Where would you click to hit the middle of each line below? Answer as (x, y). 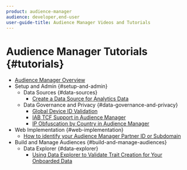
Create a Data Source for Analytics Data (80, 99)
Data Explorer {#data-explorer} (61, 149)
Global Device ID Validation (65, 111)
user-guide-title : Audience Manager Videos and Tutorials (78, 22)
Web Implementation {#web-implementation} (69, 130)
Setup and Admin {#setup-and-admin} (61, 86)
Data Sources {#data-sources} (60, 93)
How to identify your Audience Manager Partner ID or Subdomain (102, 136)
